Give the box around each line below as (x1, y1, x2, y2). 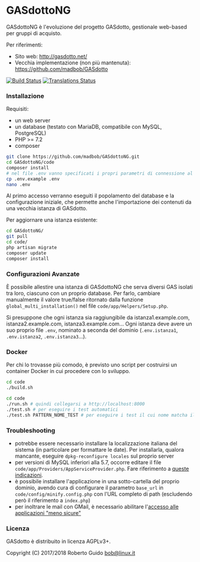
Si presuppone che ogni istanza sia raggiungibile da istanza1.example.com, (6, 314, 190, 321)
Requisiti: (6, 105, 29, 113)
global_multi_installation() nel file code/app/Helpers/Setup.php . (6, 302, 168, 310)
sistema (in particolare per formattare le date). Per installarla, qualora (14, 446, 185, 453)
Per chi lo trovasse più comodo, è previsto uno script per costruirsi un (6, 361, 177, 368)
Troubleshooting (6, 426, 55, 434)
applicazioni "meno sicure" (14, 509, 82, 516)
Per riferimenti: (6, 41, 43, 48)
